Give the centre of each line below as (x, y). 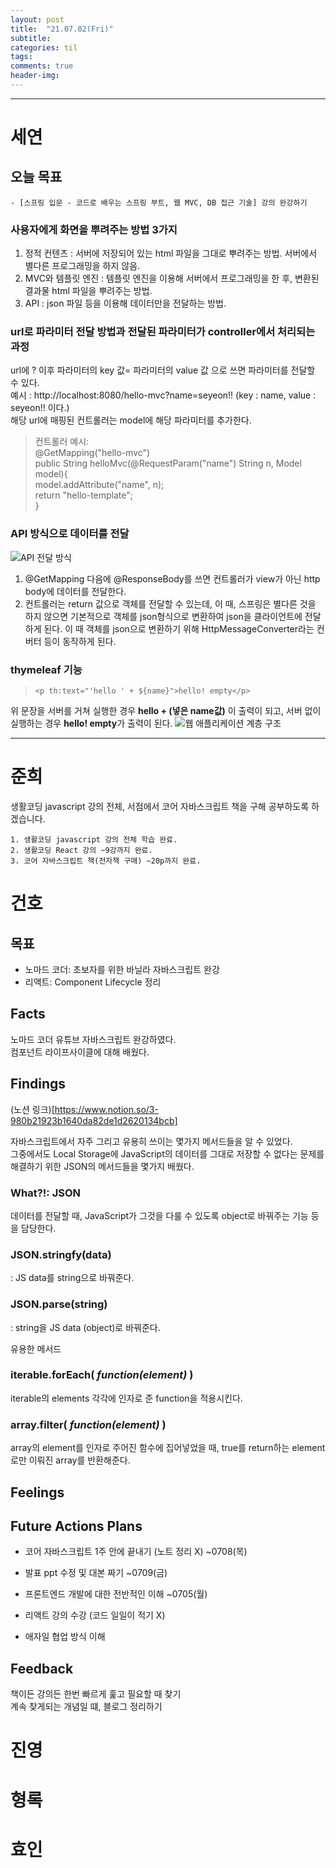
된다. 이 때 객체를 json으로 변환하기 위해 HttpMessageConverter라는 (179, 628)
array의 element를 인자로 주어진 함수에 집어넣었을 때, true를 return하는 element (168, 1448)
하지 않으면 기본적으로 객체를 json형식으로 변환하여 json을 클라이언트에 (163, 616)
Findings (38, 1084)
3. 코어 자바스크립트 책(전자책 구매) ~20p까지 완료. (106, 861)
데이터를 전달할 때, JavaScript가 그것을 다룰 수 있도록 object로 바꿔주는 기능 (159, 1215)
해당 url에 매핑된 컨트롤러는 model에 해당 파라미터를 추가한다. (131, 420)
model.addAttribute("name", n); (99, 485)
